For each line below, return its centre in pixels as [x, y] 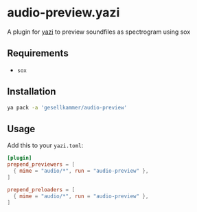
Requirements [38, 53]
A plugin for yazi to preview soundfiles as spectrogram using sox [99, 32]
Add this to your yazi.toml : [45, 145]
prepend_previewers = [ [41, 165]
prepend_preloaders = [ [41, 190]
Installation [32, 92]
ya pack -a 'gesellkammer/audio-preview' [67, 107]
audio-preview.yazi [63, 13]
